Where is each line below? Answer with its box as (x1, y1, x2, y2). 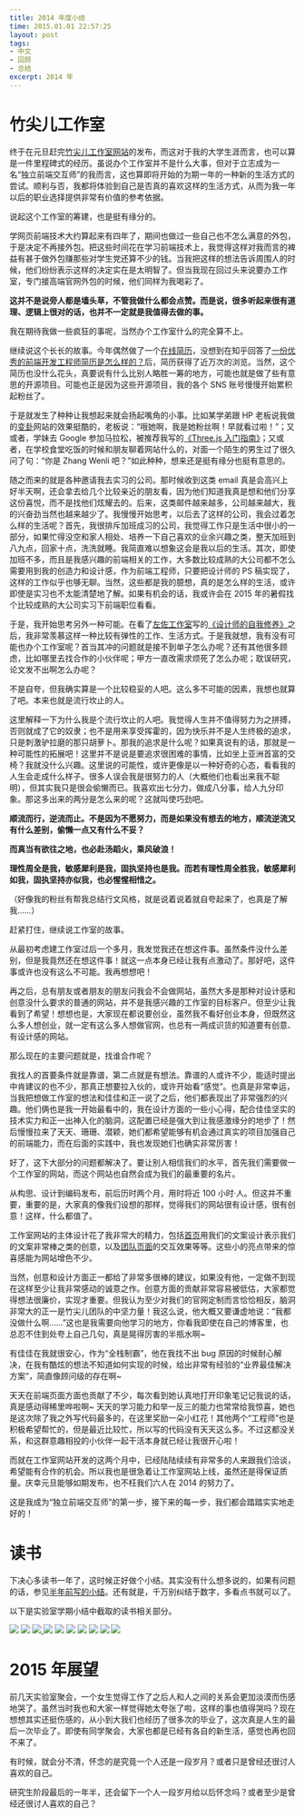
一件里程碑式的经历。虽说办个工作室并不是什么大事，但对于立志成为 (16, 157, 272, 168)
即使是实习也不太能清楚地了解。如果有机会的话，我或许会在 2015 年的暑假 (9, 588, 287, 599)
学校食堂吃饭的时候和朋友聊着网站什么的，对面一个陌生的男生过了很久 (33, 443, 296, 454)
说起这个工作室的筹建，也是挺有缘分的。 (9, 211, 161, 222)
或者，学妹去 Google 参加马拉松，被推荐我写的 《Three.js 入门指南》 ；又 (9, 432, 277, 443)
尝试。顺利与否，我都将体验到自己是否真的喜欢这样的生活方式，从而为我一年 (9, 180, 296, 191)
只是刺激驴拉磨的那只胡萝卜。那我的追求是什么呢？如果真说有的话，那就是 (9, 737, 288, 748)
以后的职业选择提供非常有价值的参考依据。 (9, 192, 169, 203)
